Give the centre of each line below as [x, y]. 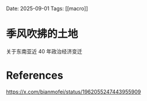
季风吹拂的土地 [42, 34]
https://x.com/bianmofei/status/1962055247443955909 [73, 92]
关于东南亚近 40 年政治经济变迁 [44, 51]
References [35, 75]
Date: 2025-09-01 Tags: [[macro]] [47, 9]
